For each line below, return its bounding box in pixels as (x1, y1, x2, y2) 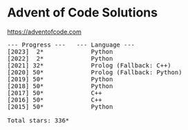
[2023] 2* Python (7, 47, 113, 56)
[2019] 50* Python (7, 75, 113, 83)
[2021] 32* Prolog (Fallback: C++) (7, 61, 171, 69)
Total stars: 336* (7, 116, 70, 124)
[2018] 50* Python (7, 82, 113, 90)
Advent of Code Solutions (7, 5, 158, 21)
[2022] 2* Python (7, 54, 113, 63)
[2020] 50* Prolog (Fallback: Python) (7, 68, 182, 76)
